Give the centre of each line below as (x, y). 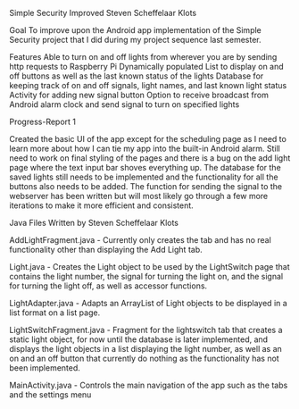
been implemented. (45, 368)
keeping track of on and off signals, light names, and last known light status (148, 85)
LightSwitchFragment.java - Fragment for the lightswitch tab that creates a (146, 330)
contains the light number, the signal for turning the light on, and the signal (146, 276)
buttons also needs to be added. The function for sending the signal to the (146, 186)
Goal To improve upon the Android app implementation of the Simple (135, 30)
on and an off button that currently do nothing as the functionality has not (144, 358)
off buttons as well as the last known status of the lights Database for (137, 76)
